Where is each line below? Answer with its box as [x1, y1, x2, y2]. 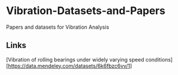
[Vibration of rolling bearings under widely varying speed [6, 56, 145, 63]
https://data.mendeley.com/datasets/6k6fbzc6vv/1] [8, 62, 132, 69]
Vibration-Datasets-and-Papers [6, 4, 166, 18]
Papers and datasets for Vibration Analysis [6, 23, 110, 30]
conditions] [145, 56, 173, 63]
